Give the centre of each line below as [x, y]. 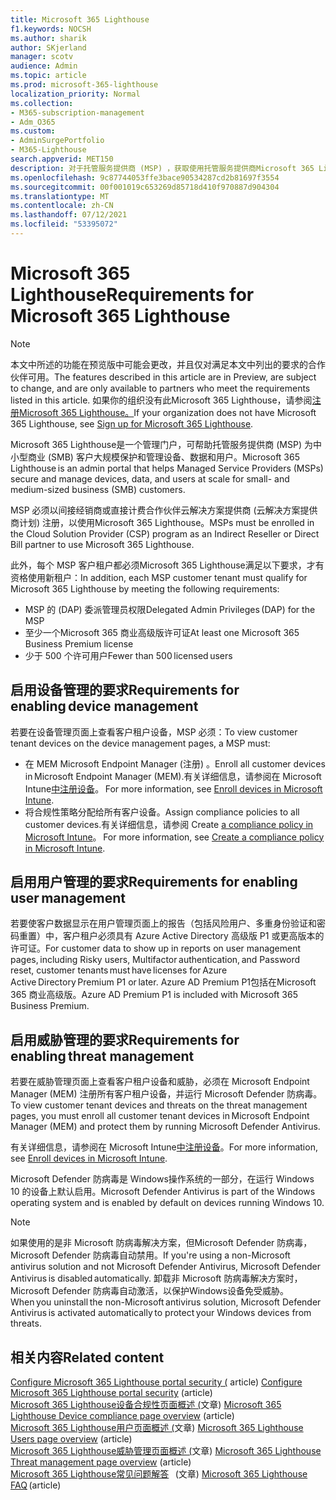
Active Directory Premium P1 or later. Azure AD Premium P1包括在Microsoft [163, 982]
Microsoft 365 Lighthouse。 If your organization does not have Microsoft [167, 412]
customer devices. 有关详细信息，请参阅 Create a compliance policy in [169, 824]
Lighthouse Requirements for [132, 295]
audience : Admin [44, 66]
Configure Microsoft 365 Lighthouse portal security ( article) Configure [156, 1382]
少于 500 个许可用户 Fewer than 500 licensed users [128, 655]
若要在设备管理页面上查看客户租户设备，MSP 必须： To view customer [154, 732]
